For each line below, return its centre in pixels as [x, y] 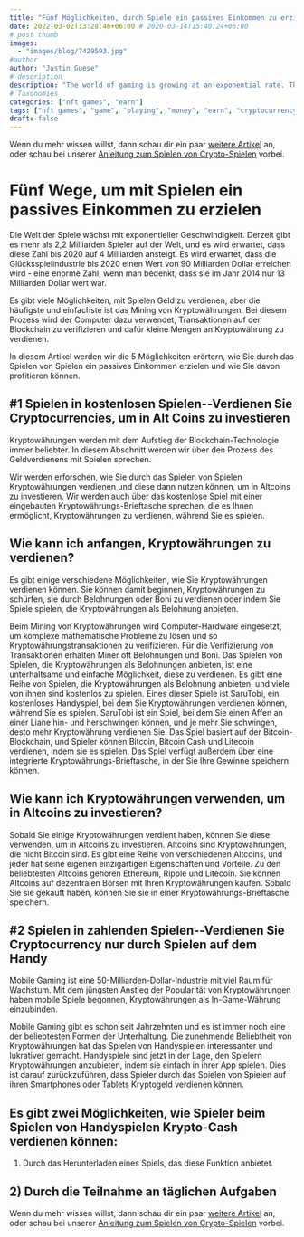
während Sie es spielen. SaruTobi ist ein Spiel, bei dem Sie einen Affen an [146, 712]
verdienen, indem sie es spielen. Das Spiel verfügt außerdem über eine [142, 751]
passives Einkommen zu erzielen [136, 210]
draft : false [34, 119]
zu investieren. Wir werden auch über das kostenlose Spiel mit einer [136, 496]
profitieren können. [45, 376]
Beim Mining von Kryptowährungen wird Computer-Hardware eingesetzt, [146, 626]
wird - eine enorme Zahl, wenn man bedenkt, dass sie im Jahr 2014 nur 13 [147, 273]
